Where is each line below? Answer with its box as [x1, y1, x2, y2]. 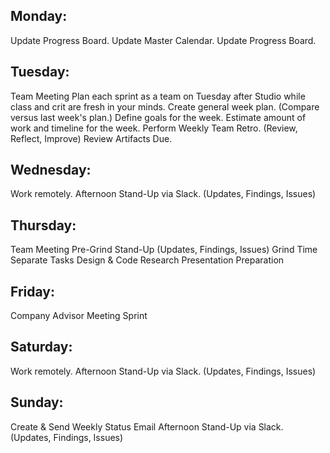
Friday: [10, 283, 55, 300]
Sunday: [10, 394, 64, 411]
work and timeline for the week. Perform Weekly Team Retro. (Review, [10, 122, 298, 134]
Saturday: [10, 339, 73, 356]
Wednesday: [10, 162, 92, 179]
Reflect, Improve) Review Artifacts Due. [10, 132, 173, 144]
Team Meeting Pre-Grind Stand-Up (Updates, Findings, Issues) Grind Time [10, 244, 318, 256]
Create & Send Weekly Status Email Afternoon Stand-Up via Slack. [10, 420, 284, 433]
